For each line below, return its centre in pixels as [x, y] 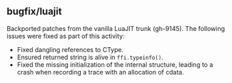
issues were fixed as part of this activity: [66, 36]
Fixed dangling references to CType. [70, 49]
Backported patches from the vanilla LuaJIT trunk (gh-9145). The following [116, 28]
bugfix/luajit [34, 12]
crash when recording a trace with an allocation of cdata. [100, 72]
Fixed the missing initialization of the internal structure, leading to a [115, 64]
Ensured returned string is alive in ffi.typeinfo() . [90, 57]
